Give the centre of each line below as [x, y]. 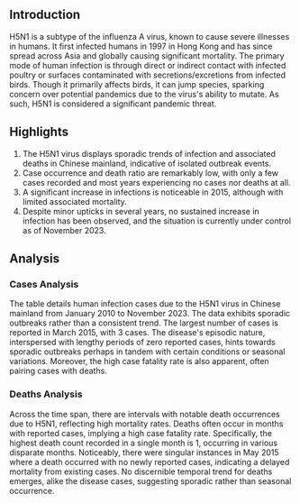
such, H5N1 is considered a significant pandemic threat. [113, 104]
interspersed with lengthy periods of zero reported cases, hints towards [143, 343]
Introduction [45, 15]
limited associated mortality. [75, 201]
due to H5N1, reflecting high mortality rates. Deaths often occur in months [146, 424]
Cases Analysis [44, 284]
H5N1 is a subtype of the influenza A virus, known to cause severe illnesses [150, 36]
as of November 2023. [64, 230]
